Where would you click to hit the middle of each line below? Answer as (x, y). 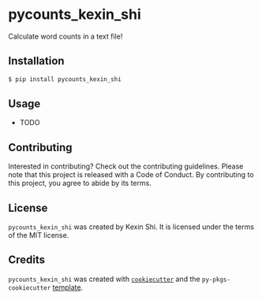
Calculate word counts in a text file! (65, 36)
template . (68, 287)
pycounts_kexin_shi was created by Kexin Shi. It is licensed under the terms (131, 227)
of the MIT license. (39, 235)
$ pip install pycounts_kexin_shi (65, 79)
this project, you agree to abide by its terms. (80, 183)
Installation (36, 61)
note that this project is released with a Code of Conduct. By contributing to (131, 175)
